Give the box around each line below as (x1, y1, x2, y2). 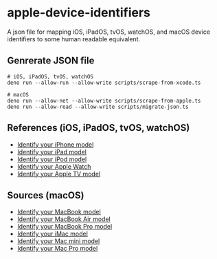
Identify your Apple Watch (16, 162, 91, 170)
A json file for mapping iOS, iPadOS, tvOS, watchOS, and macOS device (7, 28, 211, 36)
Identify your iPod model (16, 155, 87, 163)
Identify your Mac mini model (16, 237, 100, 245)
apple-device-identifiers (7, 5, 151, 21)
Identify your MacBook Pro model (16, 222, 113, 231)
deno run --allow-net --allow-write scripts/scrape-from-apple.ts (7, 97, 201, 104)
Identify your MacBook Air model (16, 215, 111, 223)
